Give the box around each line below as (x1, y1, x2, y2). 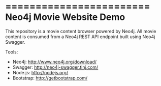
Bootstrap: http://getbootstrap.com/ (12, 75, 88, 81)
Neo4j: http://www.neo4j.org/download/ (12, 59, 97, 65)
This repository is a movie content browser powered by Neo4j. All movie (5, 28, 156, 34)
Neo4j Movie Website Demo (5, 11, 125, 23)
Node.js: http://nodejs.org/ (12, 69, 69, 75)
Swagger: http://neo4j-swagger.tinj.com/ (12, 64, 99, 70)
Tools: (5, 49, 18, 55)
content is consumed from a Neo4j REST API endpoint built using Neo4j (5, 34, 155, 40)
